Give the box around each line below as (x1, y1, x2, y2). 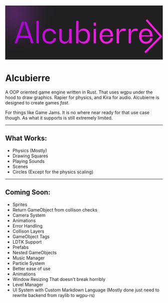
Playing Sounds (12, 158, 45, 164)
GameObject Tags (12, 233, 50, 239)
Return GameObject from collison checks (12, 207, 97, 213)
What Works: (5, 134, 47, 143)
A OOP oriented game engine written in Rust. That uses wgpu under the (5, 89, 153, 95)
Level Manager (12, 281, 43, 287)
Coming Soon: (5, 188, 51, 196)
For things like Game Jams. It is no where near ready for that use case (5, 109, 150, 116)
